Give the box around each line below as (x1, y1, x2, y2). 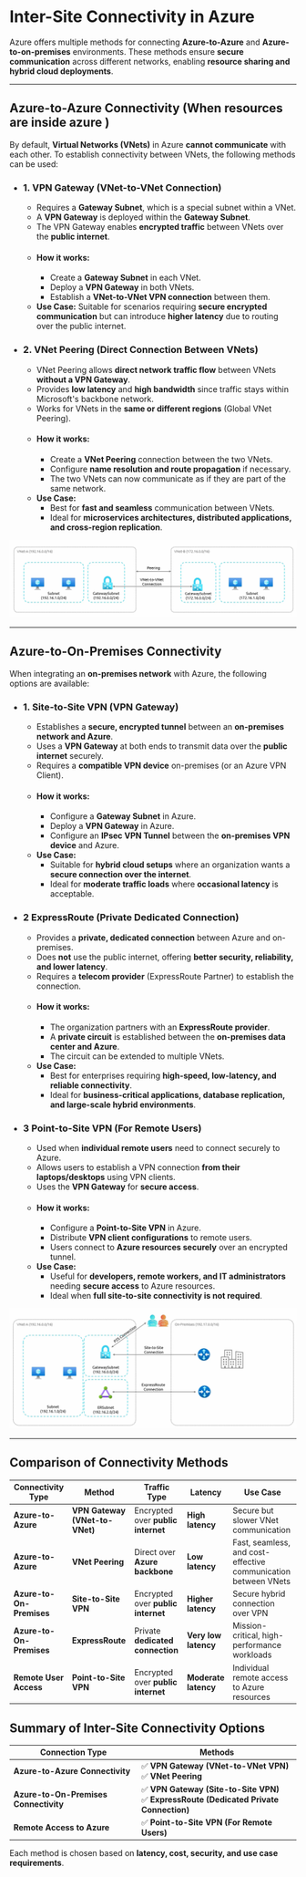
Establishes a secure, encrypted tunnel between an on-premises (36, 721, 285, 732)
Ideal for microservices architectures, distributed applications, (49, 512, 292, 523)
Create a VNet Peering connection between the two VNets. (49, 453, 273, 464)
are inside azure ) (9, 115, 110, 130)
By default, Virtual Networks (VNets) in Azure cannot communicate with (9, 139, 287, 150)
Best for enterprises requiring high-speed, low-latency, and (49, 1070, 277, 1081)
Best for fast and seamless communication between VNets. (49, 502, 275, 513)
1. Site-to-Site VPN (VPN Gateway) (22, 700, 179, 713)
